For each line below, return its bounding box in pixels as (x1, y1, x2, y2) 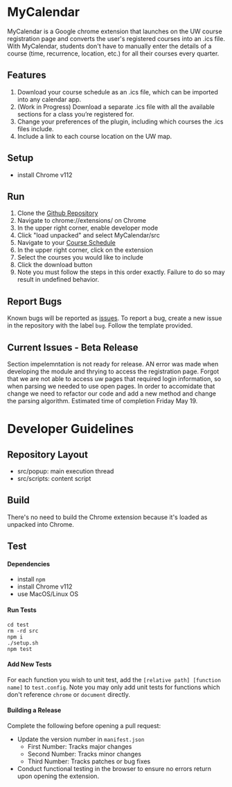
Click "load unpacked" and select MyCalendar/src (17, 231, 161, 239)
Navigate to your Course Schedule (17, 239, 116, 247)
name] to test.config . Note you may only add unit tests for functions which (7, 683, 220, 691)
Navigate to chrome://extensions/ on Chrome (17, 217, 147, 225)
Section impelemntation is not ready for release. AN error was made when (7, 360, 219, 368)
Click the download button (17, 261, 93, 269)
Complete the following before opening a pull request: (7, 722, 161, 730)
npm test (7, 645, 33, 652)
